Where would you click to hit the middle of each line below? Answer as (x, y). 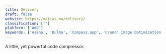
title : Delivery (22, 10)
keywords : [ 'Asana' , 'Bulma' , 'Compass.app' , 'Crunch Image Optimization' (84, 32)
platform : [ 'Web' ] (24, 28)
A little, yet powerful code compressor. (45, 46)
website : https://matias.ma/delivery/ (45, 19)
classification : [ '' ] (28, 23)
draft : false (19, 14)
